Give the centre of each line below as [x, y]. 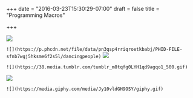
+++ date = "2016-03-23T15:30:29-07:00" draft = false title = [83, 9]
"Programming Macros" [36, 15]
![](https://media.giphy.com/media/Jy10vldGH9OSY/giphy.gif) [85, 89]
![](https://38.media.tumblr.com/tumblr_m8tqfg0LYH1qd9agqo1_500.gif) [97, 67]
